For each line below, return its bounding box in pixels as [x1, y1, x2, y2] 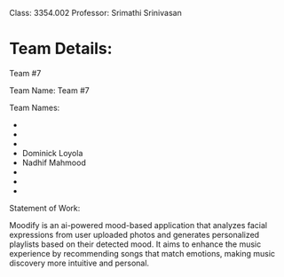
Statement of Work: [9, 202, 81, 213]
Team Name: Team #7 [9, 84, 91, 96]
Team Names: [9, 102, 60, 113]
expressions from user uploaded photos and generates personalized [9, 229, 260, 240]
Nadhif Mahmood [21, 157, 86, 168]
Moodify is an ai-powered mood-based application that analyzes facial [9, 219, 268, 230]
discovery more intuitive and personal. [9, 257, 149, 268]
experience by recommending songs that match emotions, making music [9, 248, 276, 258]
